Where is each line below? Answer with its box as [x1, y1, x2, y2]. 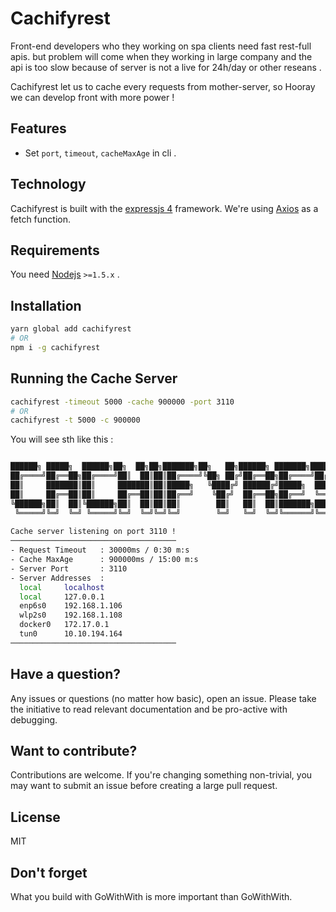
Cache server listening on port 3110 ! [10, 527, 177, 537]
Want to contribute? [10, 742, 138, 759]
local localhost [19, 582, 105, 592]
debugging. [10, 713, 58, 726]
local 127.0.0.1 [19, 592, 105, 602]
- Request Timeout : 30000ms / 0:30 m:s [10, 545, 190, 556]
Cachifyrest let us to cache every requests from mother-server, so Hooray [10, 80, 316, 92]
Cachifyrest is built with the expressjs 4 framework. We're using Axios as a [10, 202, 319, 214]
